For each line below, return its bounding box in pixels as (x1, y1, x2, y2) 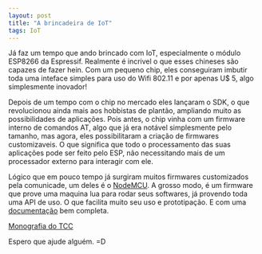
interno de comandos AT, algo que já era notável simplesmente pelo (8, 123, 232, 132)
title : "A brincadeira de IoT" (8, 19, 113, 27)
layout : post (8, 11, 52, 20)
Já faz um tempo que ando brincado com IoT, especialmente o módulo (8, 49, 241, 58)
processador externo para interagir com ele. (8, 157, 154, 166)
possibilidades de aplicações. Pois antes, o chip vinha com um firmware (8, 115, 246, 124)
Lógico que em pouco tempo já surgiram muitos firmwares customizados (8, 172, 249, 182)
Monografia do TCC (8, 221, 73, 231)
